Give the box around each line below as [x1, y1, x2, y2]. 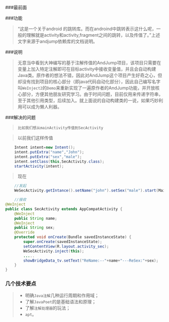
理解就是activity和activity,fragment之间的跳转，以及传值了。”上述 [26, 32, 160, 38]
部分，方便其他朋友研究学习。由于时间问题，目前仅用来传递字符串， [22, 91, 163, 97]
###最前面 [5, 5, 27, 10]
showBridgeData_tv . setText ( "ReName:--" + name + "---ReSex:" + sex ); [23, 258, 158, 263]
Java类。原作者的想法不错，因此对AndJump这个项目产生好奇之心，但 [17, 72, 162, 78]
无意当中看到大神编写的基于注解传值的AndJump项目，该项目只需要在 [17, 60, 161, 65]
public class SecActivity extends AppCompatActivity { [5, 206, 123, 211]
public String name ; [14, 216, 57, 221]
